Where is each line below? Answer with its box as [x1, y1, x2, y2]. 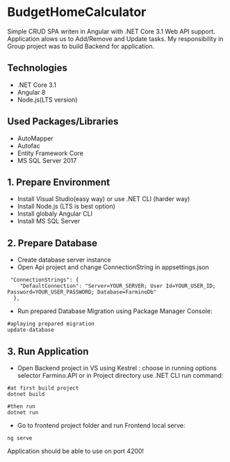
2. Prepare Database [7, 237, 98, 249]
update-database [7, 326, 54, 334]
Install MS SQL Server [17, 217, 81, 225]
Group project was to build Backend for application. [7, 42, 155, 50]
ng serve [7, 435, 33, 442]
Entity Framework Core [17, 149, 83, 157]
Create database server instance [17, 255, 111, 264]
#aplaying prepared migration [7, 321, 95, 328]
